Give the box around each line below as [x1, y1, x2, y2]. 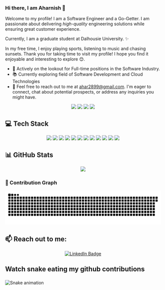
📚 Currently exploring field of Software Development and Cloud [12, 71, 143, 77]
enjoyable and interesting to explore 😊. [5, 56, 85, 62]
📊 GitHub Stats [5, 150, 53, 159]
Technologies [12, 79, 41, 85]
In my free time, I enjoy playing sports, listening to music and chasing [5, 46, 146, 51]
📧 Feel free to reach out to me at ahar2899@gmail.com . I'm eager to [12, 84, 152, 90]
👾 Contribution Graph [5, 179, 57, 186]
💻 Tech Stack [5, 119, 49, 128]
